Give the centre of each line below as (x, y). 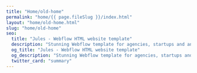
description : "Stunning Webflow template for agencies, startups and (98, 45)
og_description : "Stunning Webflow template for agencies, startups (97, 55)
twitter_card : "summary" (42, 61)
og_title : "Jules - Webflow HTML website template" (76, 50)
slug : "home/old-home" (34, 28)
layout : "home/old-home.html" (43, 22)
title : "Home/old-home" (35, 11)
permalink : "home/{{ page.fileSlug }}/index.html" (69, 17)
